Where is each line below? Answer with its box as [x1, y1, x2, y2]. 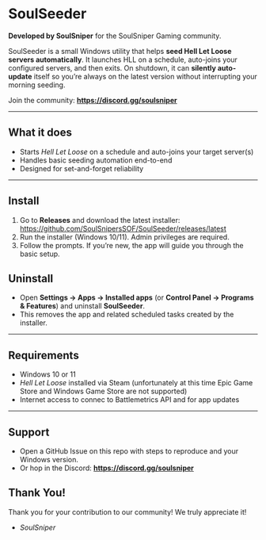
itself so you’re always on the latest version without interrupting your [33, 71, 257, 81]
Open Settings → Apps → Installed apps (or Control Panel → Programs [19, 293, 255, 302]
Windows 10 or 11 [19, 370, 77, 379]
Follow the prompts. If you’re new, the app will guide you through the [19, 240, 244, 250]
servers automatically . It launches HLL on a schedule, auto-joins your [8, 55, 237, 64]
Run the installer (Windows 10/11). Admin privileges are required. [19, 232, 230, 242]
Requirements [8, 348, 79, 362]
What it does [8, 126, 73, 140]
